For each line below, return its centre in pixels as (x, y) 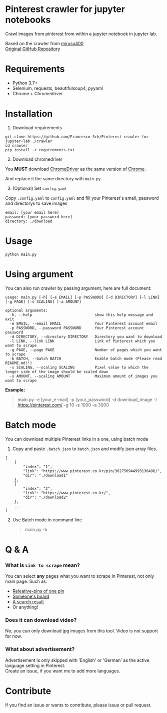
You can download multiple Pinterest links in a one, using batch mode (77, 439)
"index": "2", (38, 488)
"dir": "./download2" (46, 497)
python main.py (21, 254)
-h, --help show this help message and (81, 315)
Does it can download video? (41, 620)
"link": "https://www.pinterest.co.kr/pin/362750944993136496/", (93, 471)
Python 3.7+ (25, 83)
